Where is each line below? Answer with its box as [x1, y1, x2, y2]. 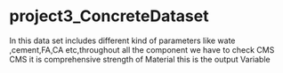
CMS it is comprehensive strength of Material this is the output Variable [9, 54, 271, 64]
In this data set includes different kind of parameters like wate [9, 35, 236, 46]
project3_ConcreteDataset [9, 6, 209, 26]
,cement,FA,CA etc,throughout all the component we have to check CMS [9, 44, 275, 55]
